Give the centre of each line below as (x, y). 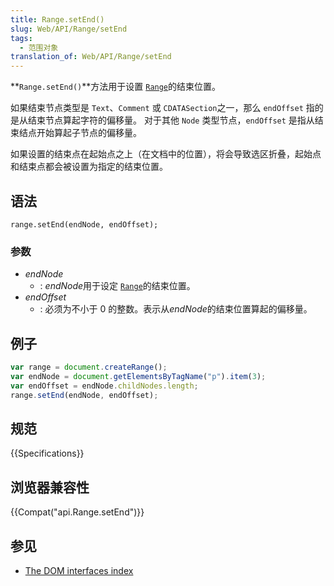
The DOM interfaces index (79, 570)
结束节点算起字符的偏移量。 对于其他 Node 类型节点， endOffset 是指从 (171, 120)
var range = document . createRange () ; (89, 367)
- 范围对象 (39, 47)
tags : (21, 38)
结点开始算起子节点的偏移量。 (80, 133)
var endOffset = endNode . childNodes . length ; (104, 386)
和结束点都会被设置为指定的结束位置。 (89, 167)
